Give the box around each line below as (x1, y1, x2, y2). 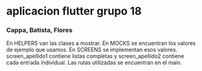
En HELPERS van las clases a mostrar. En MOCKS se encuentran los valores (6, 39, 196, 47)
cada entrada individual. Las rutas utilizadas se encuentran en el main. (6, 59, 182, 66)
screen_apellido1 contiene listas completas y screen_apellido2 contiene (6, 53, 184, 60)
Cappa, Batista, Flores (6, 26, 73, 35)
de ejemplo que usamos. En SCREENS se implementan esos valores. (6, 46, 178, 53)
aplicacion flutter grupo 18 (6, 4, 142, 18)
